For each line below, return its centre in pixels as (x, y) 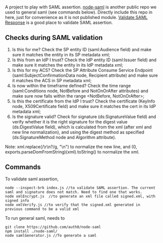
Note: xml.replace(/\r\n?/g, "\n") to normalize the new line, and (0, (71, 147)
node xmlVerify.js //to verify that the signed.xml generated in (72, 205)
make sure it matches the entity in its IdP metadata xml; (67, 65)
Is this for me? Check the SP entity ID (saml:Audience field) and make (82, 49)
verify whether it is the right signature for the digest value (70, 121)
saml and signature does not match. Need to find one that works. (74, 192)
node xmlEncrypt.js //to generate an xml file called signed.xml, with (80, 196)
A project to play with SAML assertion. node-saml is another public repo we (81, 7)
